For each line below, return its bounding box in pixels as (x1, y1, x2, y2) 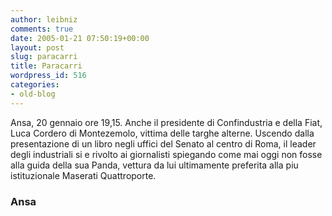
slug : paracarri (10, 52, 78, 62)
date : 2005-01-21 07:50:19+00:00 (10, 33, 150, 43)
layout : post (10, 42, 65, 53)
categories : (10, 80, 60, 90)
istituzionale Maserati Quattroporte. (10, 169, 157, 181)
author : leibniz (10, 14, 78, 25)
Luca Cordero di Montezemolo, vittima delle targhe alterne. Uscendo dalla (10, 127, 315, 139)
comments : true (10, 24, 74, 34)
